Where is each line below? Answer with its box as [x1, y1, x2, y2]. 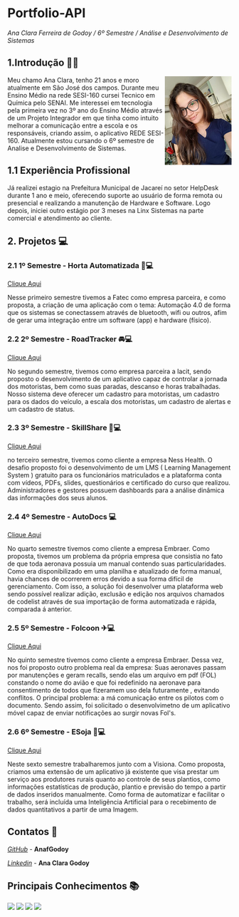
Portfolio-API [7, 5, 86, 21]
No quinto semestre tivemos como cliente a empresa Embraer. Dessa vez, [7, 656, 224, 664]
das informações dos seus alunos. [7, 493, 108, 502]
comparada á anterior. [7, 605, 73, 613]
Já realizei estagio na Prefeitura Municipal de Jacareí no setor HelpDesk [7, 183, 219, 192]
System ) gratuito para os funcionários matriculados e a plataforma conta [7, 470, 222, 479]
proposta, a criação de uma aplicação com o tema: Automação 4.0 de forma [7, 301, 231, 309]
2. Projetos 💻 [7, 235, 68, 247]
